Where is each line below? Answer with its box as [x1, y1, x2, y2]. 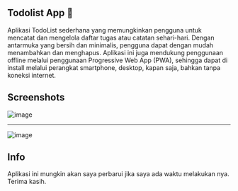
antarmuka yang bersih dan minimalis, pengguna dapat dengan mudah [7, 40, 214, 50]
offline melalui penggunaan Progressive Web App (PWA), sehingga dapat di [7, 56, 228, 64]
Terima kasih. [7, 178, 47, 186]
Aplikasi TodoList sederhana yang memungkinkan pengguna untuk [7, 25, 202, 34]
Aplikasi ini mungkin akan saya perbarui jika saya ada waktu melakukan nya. [7, 170, 229, 178]
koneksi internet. [7, 71, 57, 79]
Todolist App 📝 [7, 7, 74, 19]
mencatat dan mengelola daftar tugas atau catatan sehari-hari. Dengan [7, 33, 215, 42]
